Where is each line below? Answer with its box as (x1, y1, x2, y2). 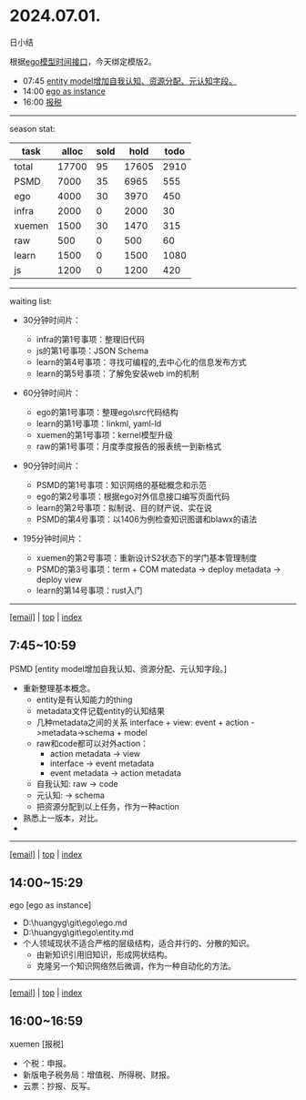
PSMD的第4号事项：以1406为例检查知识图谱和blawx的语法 (36, 514, 258, 525)
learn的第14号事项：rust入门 (36, 585, 143, 596)
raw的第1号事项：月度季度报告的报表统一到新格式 (36, 441, 221, 452)
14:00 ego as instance (22, 86, 107, 97)
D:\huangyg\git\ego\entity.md (22, 926, 134, 938)
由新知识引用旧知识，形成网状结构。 (36, 949, 173, 960)
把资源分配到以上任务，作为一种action (36, 800, 180, 811)
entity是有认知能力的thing (36, 694, 133, 705)
